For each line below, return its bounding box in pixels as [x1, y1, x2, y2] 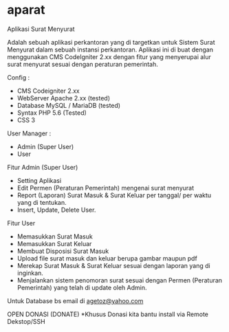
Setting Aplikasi [17, 176, 62, 184]
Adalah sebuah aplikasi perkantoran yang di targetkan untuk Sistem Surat [7, 38, 215, 46]
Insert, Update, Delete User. [17, 206, 96, 214]
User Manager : [7, 129, 52, 137]
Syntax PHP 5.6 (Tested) [17, 109, 87, 117]
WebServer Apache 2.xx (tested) [17, 93, 110, 102]
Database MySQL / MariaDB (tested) [17, 101, 121, 109]
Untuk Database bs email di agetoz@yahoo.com [7, 296, 144, 305]
